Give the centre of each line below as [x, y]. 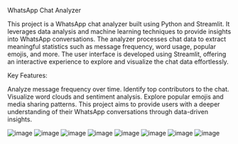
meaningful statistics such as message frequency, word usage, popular [112, 46]
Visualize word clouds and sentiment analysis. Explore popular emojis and [115, 96]
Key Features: [27, 75]
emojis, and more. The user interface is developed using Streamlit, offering [117, 54]
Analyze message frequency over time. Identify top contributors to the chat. [118, 89]
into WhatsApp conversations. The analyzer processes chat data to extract [117, 39]
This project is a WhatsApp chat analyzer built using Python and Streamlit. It [119, 24]
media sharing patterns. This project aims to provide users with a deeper [114, 104]
